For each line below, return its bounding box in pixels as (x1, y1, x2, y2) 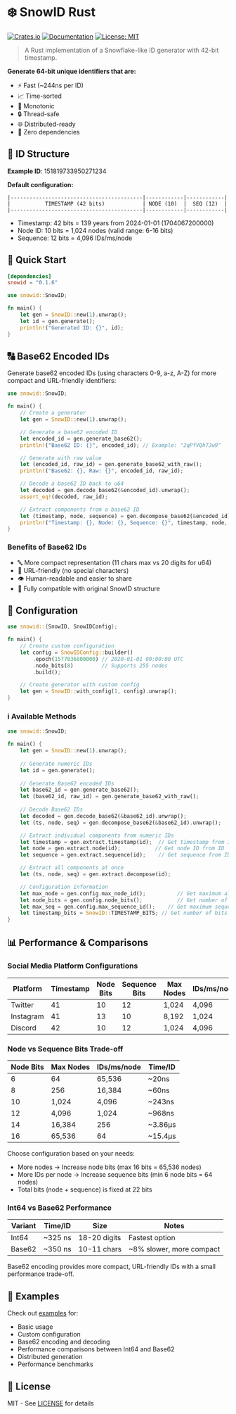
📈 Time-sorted (17, 91, 62, 100)
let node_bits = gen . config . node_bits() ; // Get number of (20, 897, 228, 904)
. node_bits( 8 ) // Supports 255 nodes (32, 662, 169, 669)
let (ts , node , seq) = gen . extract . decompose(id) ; (20, 871, 171, 878)
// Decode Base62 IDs (20, 806, 83, 814)
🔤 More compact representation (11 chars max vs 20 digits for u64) (17, 558, 212, 567)
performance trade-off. (7, 1270, 74, 1278)
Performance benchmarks (17, 1360, 93, 1368)
